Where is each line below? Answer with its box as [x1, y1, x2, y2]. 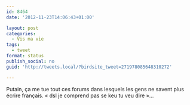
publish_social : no [6, 58, 55, 64]
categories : [6, 30, 36, 36]
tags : [6, 42, 20, 48]
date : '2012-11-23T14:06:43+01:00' [6, 14, 95, 20]
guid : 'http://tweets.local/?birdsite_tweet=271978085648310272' [6, 64, 172, 70]
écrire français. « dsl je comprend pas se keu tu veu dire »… [6, 92, 154, 99]
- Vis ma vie [11, 36, 44, 42]
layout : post [6, 25, 39, 31]
